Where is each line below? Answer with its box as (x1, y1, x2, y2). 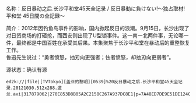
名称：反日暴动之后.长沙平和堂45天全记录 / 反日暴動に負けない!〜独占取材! (6, 5, 185, 12)
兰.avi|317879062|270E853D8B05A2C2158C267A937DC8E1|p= (6, 91, 141, 97)
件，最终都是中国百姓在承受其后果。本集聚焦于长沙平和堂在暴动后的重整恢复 (6, 40, 190, 46)
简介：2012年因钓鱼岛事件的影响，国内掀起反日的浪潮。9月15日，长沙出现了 (6, 25, 190, 31)
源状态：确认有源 (6, 66, 47, 73)
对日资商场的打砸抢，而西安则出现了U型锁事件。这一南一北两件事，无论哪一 (6, 32, 189, 39)
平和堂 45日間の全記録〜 (6, 12, 65, 19)
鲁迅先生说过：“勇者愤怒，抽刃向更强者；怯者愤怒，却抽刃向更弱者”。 (6, 54, 174, 61)
